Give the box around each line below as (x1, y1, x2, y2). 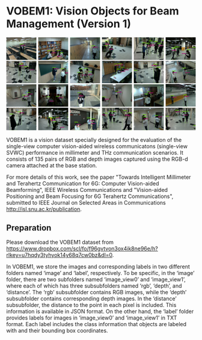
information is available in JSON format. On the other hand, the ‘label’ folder (6, 308, 194, 315)
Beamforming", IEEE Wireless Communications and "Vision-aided (6, 186, 168, 193)
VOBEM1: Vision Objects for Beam (6, 4, 179, 18)
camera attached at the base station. (6, 161, 97, 169)
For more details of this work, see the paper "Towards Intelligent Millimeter (6, 173, 191, 181)
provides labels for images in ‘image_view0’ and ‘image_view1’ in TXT (6, 314, 177, 321)
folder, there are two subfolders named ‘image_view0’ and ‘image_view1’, (6, 276, 186, 283)
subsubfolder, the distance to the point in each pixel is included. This (6, 301, 177, 309)
